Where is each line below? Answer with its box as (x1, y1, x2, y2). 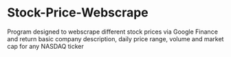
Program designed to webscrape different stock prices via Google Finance (7, 27, 219, 36)
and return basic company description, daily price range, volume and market (7, 34, 224, 43)
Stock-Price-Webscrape (7, 5, 149, 21)
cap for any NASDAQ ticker (7, 42, 85, 50)
